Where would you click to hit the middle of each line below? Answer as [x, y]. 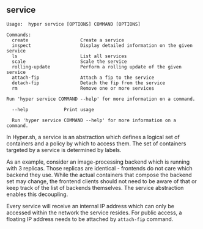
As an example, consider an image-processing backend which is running [98, 162]
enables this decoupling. [37, 194]
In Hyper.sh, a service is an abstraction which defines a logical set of [93, 137]
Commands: [19, 35]
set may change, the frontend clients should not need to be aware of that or [102, 181]
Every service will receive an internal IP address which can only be [90, 206]
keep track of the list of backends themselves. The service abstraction [95, 187]
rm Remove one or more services [83, 88]
